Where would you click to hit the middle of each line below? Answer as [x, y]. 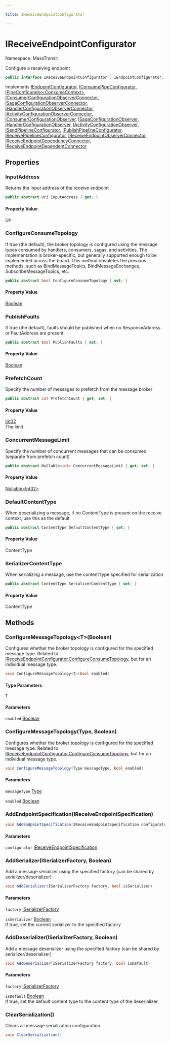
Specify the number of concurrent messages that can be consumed [76, 451]
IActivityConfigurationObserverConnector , [49, 114]
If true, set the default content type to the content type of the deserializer [81, 1001]
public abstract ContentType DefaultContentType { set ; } [68, 528]
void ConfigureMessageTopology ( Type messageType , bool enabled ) [74, 768]
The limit [14, 427]
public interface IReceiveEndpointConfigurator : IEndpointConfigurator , [85, 77]
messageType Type [24, 791]
